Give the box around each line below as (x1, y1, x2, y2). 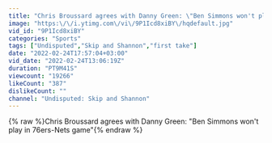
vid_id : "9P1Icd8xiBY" (8, 27, 85, 35)
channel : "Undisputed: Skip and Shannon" (8, 95, 151, 103)
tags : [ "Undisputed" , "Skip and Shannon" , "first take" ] (8, 42, 198, 50)
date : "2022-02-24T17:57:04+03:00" (8, 49, 129, 57)
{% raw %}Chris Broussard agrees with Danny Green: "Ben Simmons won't (8, 116, 259, 126)
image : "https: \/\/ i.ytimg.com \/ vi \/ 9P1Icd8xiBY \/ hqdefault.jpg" (8, 19, 233, 27)
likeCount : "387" (8, 79, 67, 87)
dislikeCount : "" (8, 86, 67, 95)
